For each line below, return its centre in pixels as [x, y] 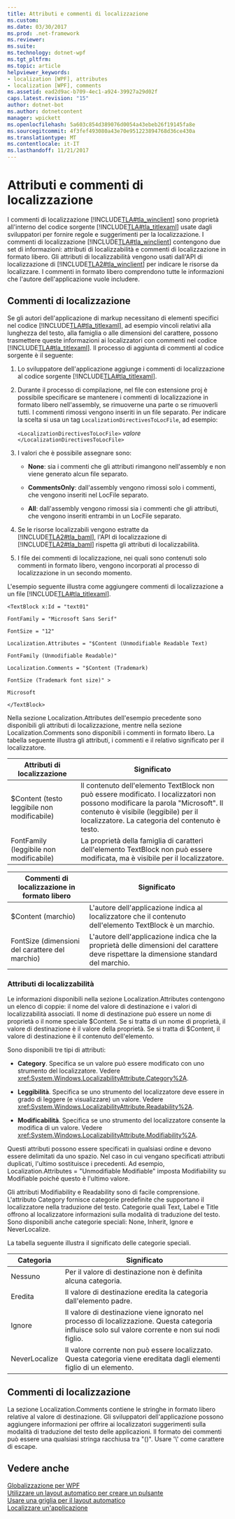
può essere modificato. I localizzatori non [148, 794]
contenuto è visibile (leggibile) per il [139, 811]
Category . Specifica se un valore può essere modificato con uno [111, 1064]
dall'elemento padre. [99, 1301]
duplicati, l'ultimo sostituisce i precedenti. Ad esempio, [86, 1164]
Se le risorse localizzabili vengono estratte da [83, 529]
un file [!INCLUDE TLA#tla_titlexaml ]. [59, 593]
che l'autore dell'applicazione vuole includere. [73, 279]
